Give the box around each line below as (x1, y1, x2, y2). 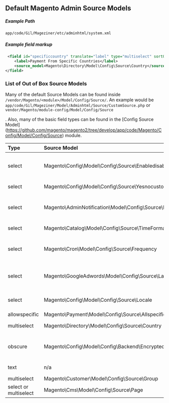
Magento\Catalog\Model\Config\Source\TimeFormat (43, 225, 167, 232)
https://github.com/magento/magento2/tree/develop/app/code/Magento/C (7, 127, 162, 133)
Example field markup (5, 41, 53, 47)
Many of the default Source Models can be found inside (5, 92, 121, 98)
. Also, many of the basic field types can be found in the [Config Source (5, 116, 154, 122)
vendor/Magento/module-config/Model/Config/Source (5, 108, 114, 113)
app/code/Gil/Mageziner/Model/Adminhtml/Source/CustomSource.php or (5, 102, 151, 108)
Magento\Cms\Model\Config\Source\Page (43, 386, 143, 393)
